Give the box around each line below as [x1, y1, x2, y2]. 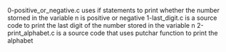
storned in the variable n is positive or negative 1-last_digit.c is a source [7, 14, 217, 22]
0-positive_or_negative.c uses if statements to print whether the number [7, 6, 220, 14]
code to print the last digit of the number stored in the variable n [7, 21, 195, 29]
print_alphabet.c [7, 28, 55, 37]
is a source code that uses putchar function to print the [56, 28, 218, 37]
